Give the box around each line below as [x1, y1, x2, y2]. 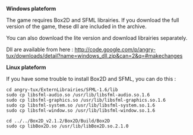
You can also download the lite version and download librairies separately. [6, 34, 188, 41]
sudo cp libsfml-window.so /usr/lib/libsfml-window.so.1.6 [6, 108, 156, 114]
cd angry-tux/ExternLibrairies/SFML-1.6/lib [6, 87, 118, 93]
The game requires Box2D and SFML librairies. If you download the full [6, 17, 179, 23]
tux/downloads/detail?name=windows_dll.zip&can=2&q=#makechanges [6, 52, 183, 59]
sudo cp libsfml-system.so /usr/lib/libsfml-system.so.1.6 [6, 102, 156, 108]
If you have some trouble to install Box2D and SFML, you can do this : [6, 76, 176, 82]
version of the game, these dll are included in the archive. [6, 23, 147, 30]
